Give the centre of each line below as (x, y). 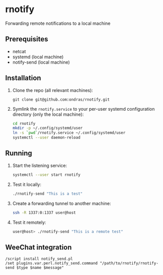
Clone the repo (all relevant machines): (53, 90)
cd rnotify (24, 123)
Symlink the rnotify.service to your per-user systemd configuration (84, 109)
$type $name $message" (40, 268)
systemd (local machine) (38, 57)
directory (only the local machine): (48, 114)
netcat (19, 51)
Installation (23, 78)
